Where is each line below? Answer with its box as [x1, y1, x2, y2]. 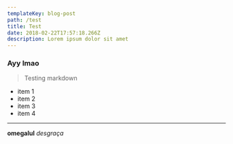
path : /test [7, 17, 42, 23]
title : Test [7, 23, 42, 30]
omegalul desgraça [7, 129, 64, 138]
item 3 [17, 102, 36, 110]
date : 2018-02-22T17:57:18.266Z [7, 29, 101, 37]
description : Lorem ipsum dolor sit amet [7, 36, 129, 43]
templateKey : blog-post [7, 10, 76, 17]
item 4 [17, 110, 36, 118]
